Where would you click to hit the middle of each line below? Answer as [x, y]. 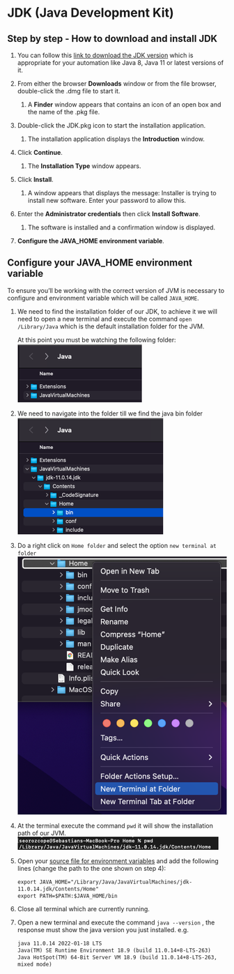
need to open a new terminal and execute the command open [104, 319]
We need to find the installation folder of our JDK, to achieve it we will [117, 311]
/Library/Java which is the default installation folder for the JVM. [111, 326]
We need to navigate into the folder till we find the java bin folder [110, 413]
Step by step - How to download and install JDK [112, 39]
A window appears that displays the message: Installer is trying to [122, 193]
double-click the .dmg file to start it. [69, 91]
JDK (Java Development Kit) [91, 13]
